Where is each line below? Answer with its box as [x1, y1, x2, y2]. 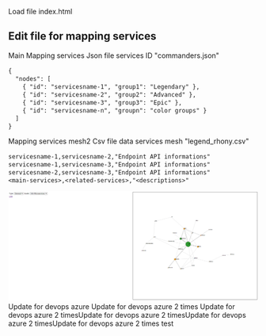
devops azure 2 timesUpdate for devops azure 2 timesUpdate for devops [8, 310, 247, 319]
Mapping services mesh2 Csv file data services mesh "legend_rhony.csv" [8, 136, 249, 146]
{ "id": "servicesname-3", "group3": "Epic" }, [22, 98, 182, 106]
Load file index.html [8, 7, 73, 16]
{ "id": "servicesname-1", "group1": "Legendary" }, [22, 82, 200, 90]
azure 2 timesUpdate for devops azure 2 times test [8, 319, 174, 328]
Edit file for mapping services [8, 29, 157, 43]
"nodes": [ [15, 74, 51, 82]
